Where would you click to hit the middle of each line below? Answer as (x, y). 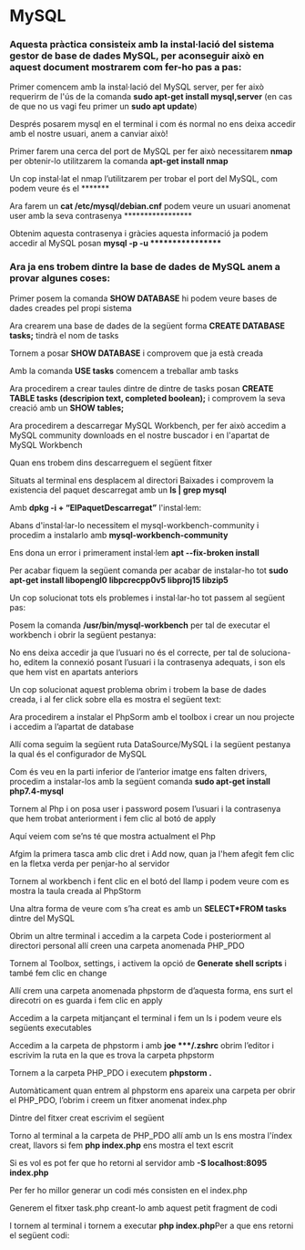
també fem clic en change (58, 973)
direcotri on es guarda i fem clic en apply (86, 1000)
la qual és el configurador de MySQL (78, 754)
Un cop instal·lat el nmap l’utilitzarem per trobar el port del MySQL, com (143, 179)
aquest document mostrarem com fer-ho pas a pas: (126, 68)
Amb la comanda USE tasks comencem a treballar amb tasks (124, 370)
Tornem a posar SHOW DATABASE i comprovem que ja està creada (137, 353)
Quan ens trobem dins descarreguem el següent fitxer (111, 463)
